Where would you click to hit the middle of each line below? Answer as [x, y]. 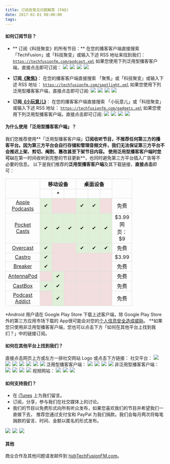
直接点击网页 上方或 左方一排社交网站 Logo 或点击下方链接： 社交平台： [79, 358]
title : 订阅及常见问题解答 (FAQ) [37, 10]
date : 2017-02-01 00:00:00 [34, 15]
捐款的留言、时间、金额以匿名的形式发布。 [57, 421]
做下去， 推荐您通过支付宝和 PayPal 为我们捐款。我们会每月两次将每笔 [90, 414]
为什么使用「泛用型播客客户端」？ [41, 126]
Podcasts [23, 208]
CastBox [23, 285]
